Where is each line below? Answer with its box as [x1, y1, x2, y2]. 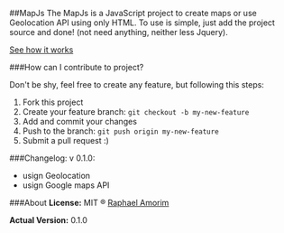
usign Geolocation [22, 171, 91, 181]
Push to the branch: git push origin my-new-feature [22, 126, 219, 136]
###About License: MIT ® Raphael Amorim [9, 198, 169, 208]
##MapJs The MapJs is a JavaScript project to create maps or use [9, 8, 257, 18]
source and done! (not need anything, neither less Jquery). [9, 27, 228, 37]
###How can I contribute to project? [9, 62, 144, 72]
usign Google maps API [22, 180, 110, 191]
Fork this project [22, 97, 84, 107]
